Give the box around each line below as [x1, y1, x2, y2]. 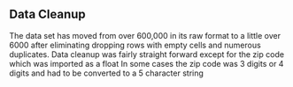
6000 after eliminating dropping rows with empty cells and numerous [9, 40, 261, 50]
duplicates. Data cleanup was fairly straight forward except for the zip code [9, 48, 285, 60]
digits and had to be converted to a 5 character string [9, 68, 204, 78]
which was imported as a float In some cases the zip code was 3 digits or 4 [9, 58, 284, 69]
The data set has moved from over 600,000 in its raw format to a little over [9, 30, 281, 40]
